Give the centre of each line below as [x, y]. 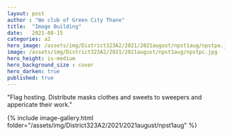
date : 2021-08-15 [35, 33]
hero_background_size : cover [51, 65]
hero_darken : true [33, 71]
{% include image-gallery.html [50, 118]
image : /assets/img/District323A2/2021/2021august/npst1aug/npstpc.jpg [112, 52]
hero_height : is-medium [41, 59]
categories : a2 [29, 39]
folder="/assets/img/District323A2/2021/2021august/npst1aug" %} [102, 126]
